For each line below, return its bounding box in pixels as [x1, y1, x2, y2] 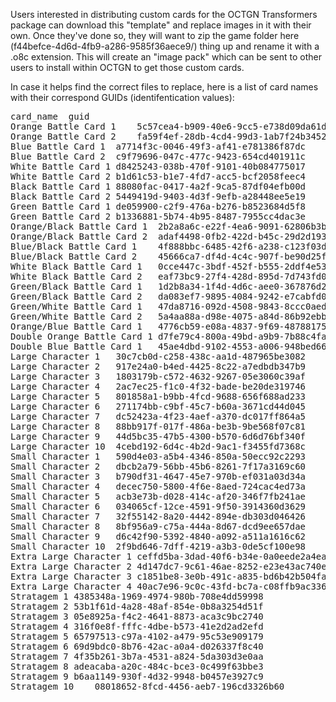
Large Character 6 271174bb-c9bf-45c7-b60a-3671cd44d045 [10, 401, 307, 412]
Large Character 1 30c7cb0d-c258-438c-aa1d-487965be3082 [10, 351, 307, 362]
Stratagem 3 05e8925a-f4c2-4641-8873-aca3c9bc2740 [10, 611, 264, 622]
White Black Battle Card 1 [10, 261, 143, 272]
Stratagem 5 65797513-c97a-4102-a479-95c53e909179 [10, 631, 264, 642]
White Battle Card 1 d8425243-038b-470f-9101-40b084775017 [10, 161, 307, 172]
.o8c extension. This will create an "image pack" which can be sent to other [10, 51, 322, 63]
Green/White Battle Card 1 [10, 301, 143, 312]
